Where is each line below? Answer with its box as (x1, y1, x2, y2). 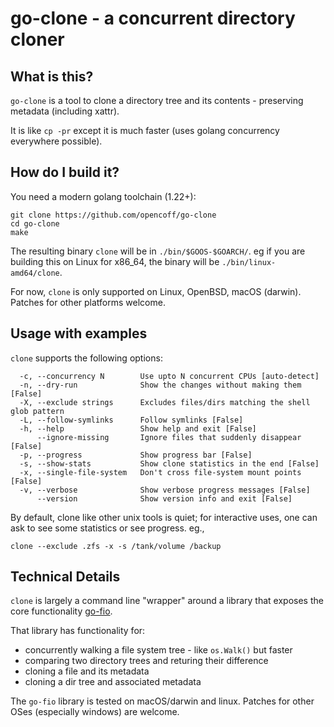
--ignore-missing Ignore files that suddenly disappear (36, 432, 302, 442)
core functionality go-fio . (10, 605, 113, 617)
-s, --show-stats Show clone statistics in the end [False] (19, 458, 320, 469)
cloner (10, 28, 65, 51)
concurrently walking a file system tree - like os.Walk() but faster (24, 644, 293, 656)
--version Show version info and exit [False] (36, 493, 293, 504)
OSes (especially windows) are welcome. (10, 706, 180, 718)
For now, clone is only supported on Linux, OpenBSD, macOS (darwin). (10, 285, 302, 297)
